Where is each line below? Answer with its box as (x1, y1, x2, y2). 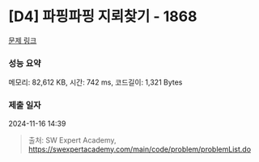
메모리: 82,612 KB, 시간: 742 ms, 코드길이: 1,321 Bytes (8, 77, 183, 87)
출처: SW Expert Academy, (28, 135, 117, 145)
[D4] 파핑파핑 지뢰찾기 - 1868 (8, 7, 197, 26)
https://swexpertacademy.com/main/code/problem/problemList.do (28, 144, 252, 154)
